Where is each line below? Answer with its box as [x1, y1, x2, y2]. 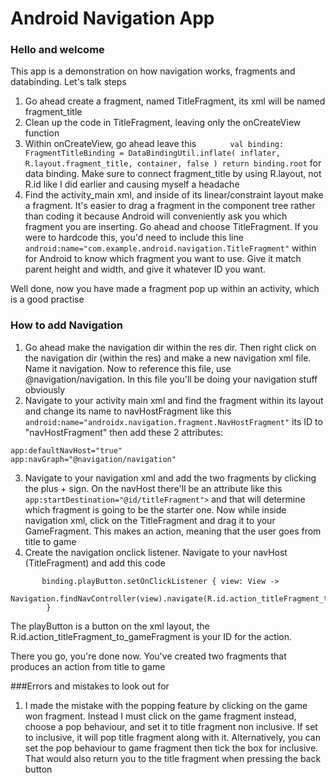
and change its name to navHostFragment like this [24, 405, 232, 417]
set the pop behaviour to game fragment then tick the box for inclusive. [24, 742, 319, 754]
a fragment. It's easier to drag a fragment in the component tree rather [24, 200, 316, 212]
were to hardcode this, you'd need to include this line [24, 232, 244, 244]
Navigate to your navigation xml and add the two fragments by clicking [24, 472, 317, 484]
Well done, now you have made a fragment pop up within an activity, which [10, 283, 320, 295]
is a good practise [10, 293, 85, 306]
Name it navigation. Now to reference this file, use [24, 362, 232, 374]
